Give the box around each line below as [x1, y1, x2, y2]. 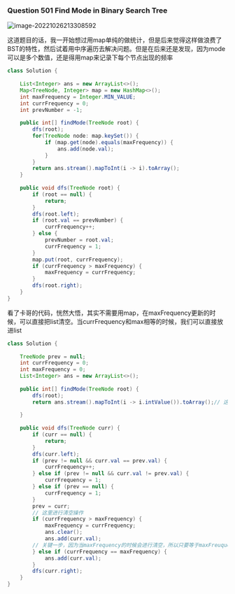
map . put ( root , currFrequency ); [32, 256, 124, 263]
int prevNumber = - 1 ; [20, 106, 83, 113]
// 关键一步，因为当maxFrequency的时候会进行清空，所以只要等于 [32, 542, 199, 549]
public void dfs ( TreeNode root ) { [20, 185, 120, 192]
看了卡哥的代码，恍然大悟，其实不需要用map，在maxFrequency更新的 [7, 309, 210, 317]
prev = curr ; [32, 502, 71, 509]
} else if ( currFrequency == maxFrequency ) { [32, 548, 168, 555]
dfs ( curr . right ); [32, 567, 83, 575]
